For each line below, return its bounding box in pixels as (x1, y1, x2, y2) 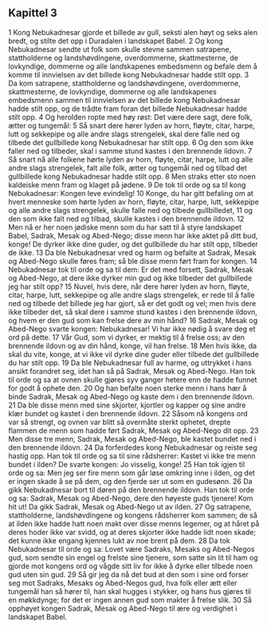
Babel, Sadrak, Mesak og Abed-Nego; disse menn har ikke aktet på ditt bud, (8, 230, 258, 240)
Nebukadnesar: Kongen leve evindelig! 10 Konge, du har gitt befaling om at (8, 188, 253, 198)
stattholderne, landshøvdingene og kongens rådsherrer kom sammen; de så (8, 510, 257, 520)
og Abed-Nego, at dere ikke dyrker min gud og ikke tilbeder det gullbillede (8, 273, 253, 282)
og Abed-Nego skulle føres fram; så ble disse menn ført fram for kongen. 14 (8, 256, 257, 265)
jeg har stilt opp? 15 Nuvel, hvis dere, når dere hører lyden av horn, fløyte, (8, 281, 249, 291)
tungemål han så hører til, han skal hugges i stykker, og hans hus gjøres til (8, 586, 251, 596)
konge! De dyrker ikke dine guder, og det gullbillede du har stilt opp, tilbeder (8, 239, 259, 249)
